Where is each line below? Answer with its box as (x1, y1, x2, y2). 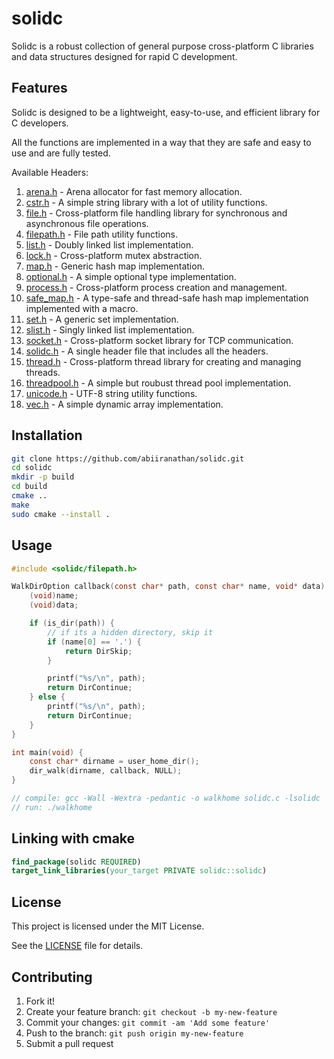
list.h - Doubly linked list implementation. (25, 238, 194, 251)
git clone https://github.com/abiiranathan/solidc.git (11, 453, 245, 464)
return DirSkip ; (64, 646, 133, 656)
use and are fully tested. (11, 147, 111, 159)
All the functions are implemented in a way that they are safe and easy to (11, 136, 312, 148)
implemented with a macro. (25, 302, 139, 314)
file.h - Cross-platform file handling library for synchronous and (25, 207, 288, 219)
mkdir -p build (11, 472, 75, 482)
